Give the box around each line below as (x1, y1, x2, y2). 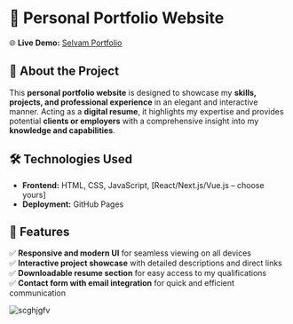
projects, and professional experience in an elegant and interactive (9, 97, 258, 107)
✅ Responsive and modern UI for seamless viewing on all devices (9, 248, 251, 258)
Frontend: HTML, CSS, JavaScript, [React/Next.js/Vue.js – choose (21, 179, 265, 190)
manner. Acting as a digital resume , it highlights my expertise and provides (9, 106, 284, 116)
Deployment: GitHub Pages (21, 199, 124, 209)
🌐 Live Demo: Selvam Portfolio (9, 37, 123, 48)
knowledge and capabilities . (9, 124, 115, 136)
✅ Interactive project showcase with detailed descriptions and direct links (9, 257, 282, 269)
